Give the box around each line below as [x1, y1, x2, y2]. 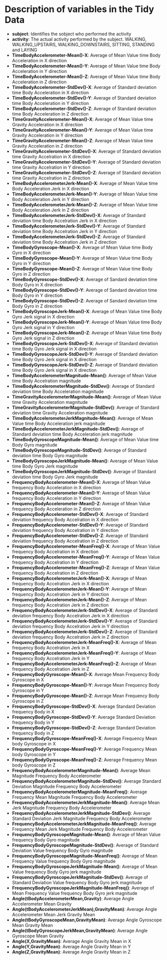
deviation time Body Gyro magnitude [12, 452, 88, 458]
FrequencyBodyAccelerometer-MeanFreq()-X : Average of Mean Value [12, 543, 160, 549]
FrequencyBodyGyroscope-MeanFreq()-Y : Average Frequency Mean [12, 746, 157, 752]
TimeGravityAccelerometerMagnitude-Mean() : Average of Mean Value [12, 393, 161, 400]
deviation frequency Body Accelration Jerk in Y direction [12, 623, 129, 629]
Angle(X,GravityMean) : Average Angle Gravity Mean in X [12, 938, 131, 944]
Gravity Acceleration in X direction [12, 122, 83, 128]
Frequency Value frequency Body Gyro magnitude [12, 858, 116, 864]
